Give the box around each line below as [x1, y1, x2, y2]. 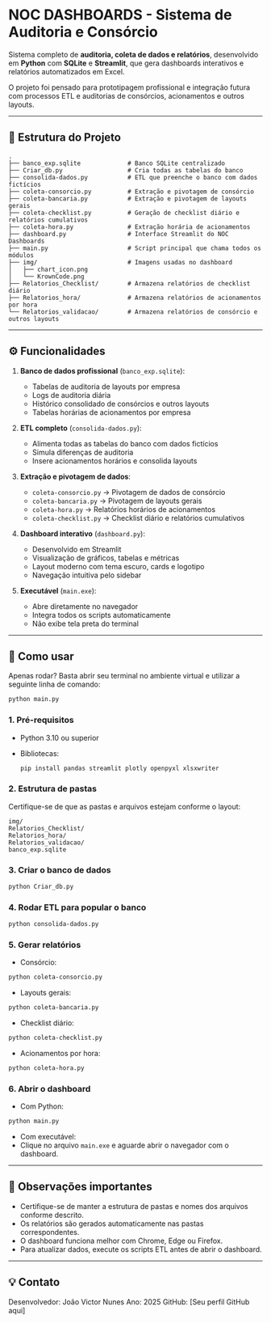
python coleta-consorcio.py [8, 973, 103, 982]
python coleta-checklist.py [8, 1033, 103, 1042]
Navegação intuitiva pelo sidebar [31, 570, 142, 580]
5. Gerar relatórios [8, 939, 81, 950]
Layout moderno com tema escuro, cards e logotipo [31, 561, 205, 571]
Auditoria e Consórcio [8, 23, 159, 41]
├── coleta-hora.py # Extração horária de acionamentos [8, 222, 251, 231]
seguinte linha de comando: [8, 679, 101, 689]
